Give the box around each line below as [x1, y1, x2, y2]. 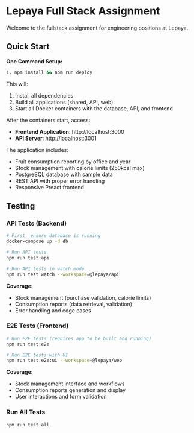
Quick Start [6, 42, 50, 52]
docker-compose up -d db [6, 238, 68, 245]
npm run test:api [6, 254, 50, 261]
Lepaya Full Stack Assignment [6, 4, 160, 18]
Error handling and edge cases [14, 306, 91, 314]
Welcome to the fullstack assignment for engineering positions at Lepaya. [6, 24, 189, 31]
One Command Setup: [6, 57, 63, 65]
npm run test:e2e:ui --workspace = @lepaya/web [6, 358, 122, 364]
